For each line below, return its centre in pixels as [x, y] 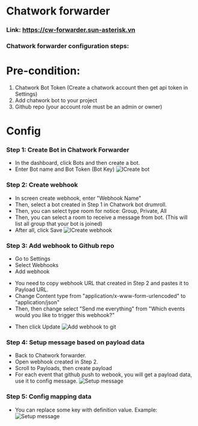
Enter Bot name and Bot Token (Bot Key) [65, 169]
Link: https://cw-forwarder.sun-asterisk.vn [71, 30]
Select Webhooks [37, 265]
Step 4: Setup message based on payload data [76, 342]
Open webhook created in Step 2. [56, 362]
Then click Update [37, 327]
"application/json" [37, 303]
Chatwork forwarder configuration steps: [67, 46]
